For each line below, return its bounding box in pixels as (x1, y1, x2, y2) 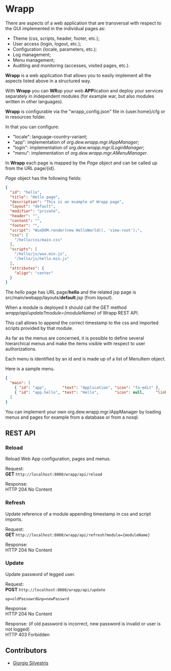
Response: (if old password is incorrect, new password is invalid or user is (5, 620, 161, 627)
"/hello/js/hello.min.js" (14, 256, 70, 261)
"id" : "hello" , (10, 189, 42, 195)
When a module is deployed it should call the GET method (5, 304, 127, 310)
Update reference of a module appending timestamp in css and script (5, 511, 151, 517)
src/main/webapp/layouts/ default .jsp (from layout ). (5, 295, 113, 301)
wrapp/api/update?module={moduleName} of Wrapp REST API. (5, 310, 139, 316)
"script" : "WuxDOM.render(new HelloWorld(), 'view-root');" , (10, 228, 142, 233)
